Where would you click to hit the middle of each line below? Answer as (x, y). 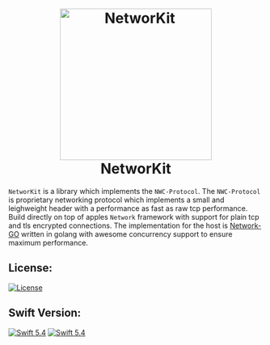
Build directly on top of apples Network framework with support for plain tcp (134, 217)
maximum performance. (49, 242)
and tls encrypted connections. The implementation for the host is (118, 225)
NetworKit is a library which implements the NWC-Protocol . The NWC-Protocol (135, 191)
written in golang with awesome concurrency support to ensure (127, 234)
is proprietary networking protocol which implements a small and (116, 200)
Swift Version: (45, 313)
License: (30, 268)
